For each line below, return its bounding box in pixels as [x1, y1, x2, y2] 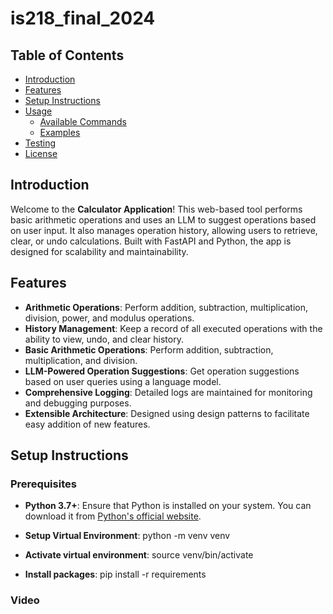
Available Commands [39, 116, 127, 127]
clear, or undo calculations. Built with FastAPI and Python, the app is [10, 235, 292, 247]
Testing [24, 137, 57, 149]
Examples [39, 127, 81, 138]
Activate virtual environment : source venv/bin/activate [24, 549, 254, 561]
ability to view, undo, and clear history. [24, 333, 184, 345]
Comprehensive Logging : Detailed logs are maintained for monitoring [24, 386, 313, 398]
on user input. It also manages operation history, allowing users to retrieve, [10, 224, 318, 236]
